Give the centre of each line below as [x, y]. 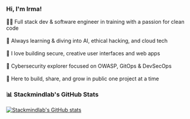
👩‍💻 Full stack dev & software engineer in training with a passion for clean [95, 22]
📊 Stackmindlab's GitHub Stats [53, 95]
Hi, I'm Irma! [24, 9]
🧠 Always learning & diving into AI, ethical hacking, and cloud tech [87, 41]
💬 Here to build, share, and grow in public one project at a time [83, 79]
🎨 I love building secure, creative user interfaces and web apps [83, 54]
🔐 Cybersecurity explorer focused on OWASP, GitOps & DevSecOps [89, 66]
